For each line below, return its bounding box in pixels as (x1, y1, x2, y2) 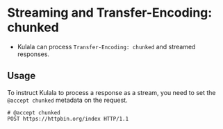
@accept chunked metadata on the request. (7, 96, 128, 104)
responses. (17, 50, 50, 58)
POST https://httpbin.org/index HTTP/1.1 (7, 115, 129, 122)
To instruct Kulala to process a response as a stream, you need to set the (7, 88, 216, 96)
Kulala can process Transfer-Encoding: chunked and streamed (17, 42, 196, 51)
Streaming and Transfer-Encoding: (7, 5, 213, 21)
